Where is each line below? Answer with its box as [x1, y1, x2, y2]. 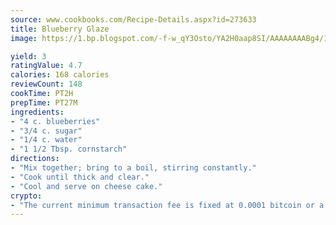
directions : [10, 154, 60, 164]
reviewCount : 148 [10, 79, 83, 90]
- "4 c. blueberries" [10, 116, 101, 126]
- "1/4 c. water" [10, 135, 83, 145]
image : [10, 33, 38, 43]
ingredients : [10, 107, 65, 117]
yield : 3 [10, 51, 47, 61]
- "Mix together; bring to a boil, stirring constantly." [10, 163, 257, 173]
